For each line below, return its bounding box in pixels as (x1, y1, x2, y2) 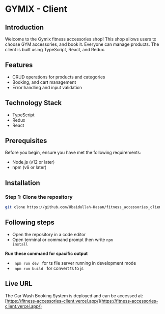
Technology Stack (5, 99, 62, 107)
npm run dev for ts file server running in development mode (14, 260, 137, 266)
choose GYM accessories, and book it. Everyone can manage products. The (5, 41, 160, 47)
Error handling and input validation (12, 84, 82, 90)
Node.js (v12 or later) (12, 159, 55, 165)
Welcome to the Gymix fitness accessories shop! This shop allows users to (5, 36, 157, 42)
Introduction (5, 23, 44, 32)
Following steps (5, 218, 55, 227)
